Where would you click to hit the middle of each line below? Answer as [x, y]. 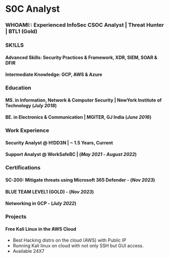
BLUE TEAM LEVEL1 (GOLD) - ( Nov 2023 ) [50, 192]
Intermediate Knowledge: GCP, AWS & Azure [54, 74]
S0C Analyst [33, 9]
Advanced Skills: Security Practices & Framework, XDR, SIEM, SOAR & [81, 57]
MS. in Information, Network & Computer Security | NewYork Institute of [84, 100]
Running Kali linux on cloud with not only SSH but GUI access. [78, 246]
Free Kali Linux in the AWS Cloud [41, 229]
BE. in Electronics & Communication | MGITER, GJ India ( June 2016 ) [78, 117]
